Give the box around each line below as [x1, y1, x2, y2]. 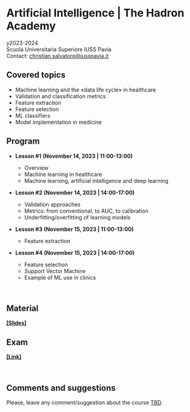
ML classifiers [15, 112, 51, 119]
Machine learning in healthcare [24, 171, 102, 178]
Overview [24, 164, 49, 171]
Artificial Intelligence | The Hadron [6, 6, 185, 20]
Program [6, 136, 40, 146]
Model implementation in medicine [15, 118, 102, 126]
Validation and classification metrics [15, 92, 106, 100]
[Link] [6, 353, 22, 361]
